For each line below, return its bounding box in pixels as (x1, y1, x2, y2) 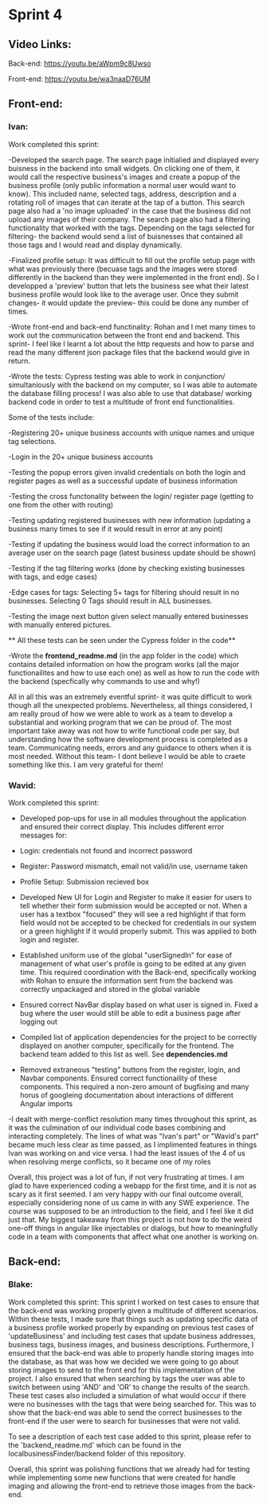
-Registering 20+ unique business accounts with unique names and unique (8, 428, 255, 437)
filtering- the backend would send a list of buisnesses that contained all (8, 231, 243, 241)
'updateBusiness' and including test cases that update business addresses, (8, 1331, 257, 1340)
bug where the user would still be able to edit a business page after (19, 1008, 241, 1017)
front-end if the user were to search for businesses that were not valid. (8, 1416, 241, 1425)
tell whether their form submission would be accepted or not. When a (19, 901, 248, 910)
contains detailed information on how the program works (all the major (8, 659, 240, 669)
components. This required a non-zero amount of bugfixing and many (19, 1081, 249, 1091)
